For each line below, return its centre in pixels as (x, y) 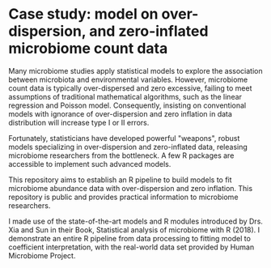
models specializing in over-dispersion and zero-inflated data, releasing (128, 147)
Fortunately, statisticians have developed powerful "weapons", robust (124, 138)
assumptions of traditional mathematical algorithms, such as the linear (125, 96)
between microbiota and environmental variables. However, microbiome (128, 79)
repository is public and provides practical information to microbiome (123, 197)
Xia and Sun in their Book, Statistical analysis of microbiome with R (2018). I (134, 230)
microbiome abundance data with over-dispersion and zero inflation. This (131, 188)
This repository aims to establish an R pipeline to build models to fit (120, 180)
